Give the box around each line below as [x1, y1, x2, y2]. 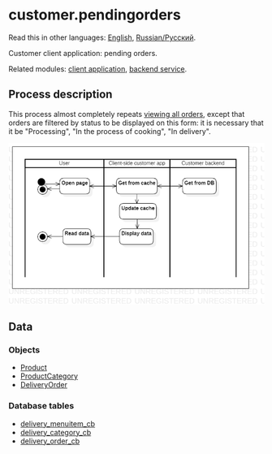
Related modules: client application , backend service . [8, 63, 188, 74]
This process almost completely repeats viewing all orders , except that [8, 109, 245, 119]
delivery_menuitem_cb [19, 418, 96, 428]
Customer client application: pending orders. [8, 48, 158, 58]
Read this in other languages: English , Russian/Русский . [8, 32, 196, 42]
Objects [8, 344, 41, 355]
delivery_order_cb [19, 436, 80, 446]
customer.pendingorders [8, 6, 181, 24]
